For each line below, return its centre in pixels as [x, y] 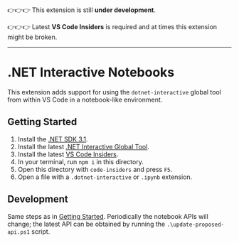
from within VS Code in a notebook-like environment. [85, 99]
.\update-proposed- [196, 225]
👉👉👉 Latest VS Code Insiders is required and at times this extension [112, 27]
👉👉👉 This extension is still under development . [82, 10]
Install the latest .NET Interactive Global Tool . [83, 146]
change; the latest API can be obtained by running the [86, 224]
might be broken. [32, 37]
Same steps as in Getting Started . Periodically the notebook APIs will [108, 216]
